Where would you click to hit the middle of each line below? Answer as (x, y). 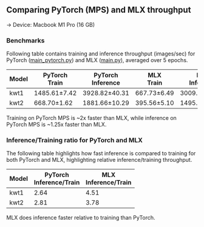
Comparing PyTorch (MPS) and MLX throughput (99, 10)
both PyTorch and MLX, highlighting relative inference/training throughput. (99, 160)
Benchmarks (25, 40)
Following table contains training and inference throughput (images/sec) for (101, 54)
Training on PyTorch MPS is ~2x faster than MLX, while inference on (92, 118)
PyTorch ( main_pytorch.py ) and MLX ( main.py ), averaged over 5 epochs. (97, 60)
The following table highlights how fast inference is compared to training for (101, 153)
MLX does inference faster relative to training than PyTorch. (81, 218)
